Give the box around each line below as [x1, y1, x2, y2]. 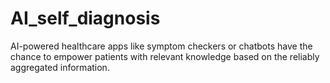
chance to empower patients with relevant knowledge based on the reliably [10, 50, 320, 62]
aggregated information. [10, 61, 110, 73]
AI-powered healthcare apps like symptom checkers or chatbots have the [10, 40, 313, 52]
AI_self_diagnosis [10, 7, 161, 30]
